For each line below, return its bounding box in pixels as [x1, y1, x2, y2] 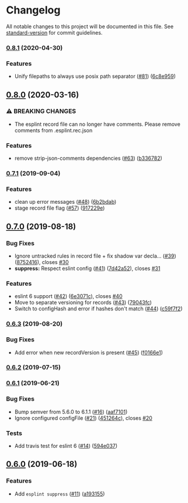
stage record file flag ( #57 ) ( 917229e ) [14, 204, 105, 211]
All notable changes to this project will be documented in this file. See [6, 23, 174, 30]
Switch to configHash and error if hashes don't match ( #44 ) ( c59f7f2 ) [14, 305, 183, 312]
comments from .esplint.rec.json [14, 126, 93, 134]
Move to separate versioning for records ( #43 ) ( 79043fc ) [14, 299, 152, 306]
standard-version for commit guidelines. [6, 29, 103, 36]
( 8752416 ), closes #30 [14, 259, 69, 266]
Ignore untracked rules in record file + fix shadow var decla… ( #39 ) [14, 252, 176, 259]
